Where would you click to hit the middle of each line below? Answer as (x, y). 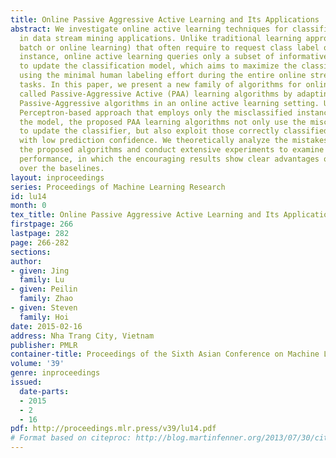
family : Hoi (44, 317)
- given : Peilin (44, 289)
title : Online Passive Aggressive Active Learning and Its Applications (165, 19)
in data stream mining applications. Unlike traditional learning (160, 38)
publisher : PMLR (44, 345)
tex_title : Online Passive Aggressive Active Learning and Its (145, 215)
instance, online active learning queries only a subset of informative (174, 57)
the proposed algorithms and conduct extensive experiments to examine (172, 150)
